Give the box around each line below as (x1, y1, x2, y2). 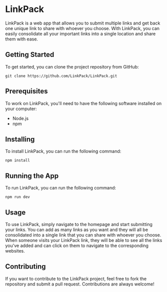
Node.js (12, 115, 29, 121)
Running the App (5, 171, 59, 180)
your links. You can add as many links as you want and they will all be (5, 226, 148, 232)
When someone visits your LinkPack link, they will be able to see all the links (5, 237, 162, 243)
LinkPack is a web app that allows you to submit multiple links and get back (5, 20, 160, 26)
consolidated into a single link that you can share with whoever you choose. (5, 232, 161, 238)
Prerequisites (5, 87, 48, 95)
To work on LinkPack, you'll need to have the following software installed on (5, 100, 162, 106)
